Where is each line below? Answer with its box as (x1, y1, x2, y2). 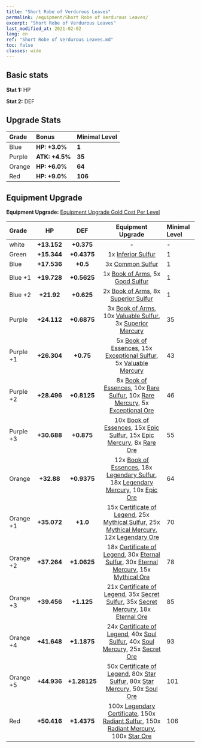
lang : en (6, 31, 28, 37)
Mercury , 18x (112, 605, 151, 614)
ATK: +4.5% (35, 152, 71, 161)
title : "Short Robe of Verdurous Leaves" (6, 8, 111, 15)
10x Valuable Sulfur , (103, 312, 160, 320)
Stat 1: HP (6, 86, 31, 93)
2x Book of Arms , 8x (102, 287, 161, 295)
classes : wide (6, 48, 42, 54)
